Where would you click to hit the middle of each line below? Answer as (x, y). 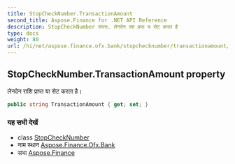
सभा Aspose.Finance (46, 152)
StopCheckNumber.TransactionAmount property (116, 74)
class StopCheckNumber (53, 137)
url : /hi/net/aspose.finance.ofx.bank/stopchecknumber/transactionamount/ (119, 46)
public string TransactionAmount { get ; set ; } (78, 104)
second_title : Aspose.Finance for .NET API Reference (87, 20)
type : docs (23, 33)
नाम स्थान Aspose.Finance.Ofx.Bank (66, 144)
